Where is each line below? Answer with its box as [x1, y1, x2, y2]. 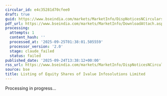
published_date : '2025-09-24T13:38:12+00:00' [5, 58, 101, 63]
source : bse [5, 67, 30, 72]
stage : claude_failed [9, 48, 55, 53]
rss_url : [5, 62, 23, 67]
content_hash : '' [9, 35, 46, 40]
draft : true [5, 12, 30, 17]
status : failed [9, 53, 41, 58]
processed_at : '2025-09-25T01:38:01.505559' [9, 40, 103, 45]
